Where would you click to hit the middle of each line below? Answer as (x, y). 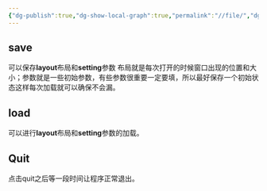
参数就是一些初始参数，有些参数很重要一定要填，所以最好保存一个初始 (137, 78)
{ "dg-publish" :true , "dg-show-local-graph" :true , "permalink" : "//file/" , (129, 15)
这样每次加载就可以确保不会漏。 (67, 87)
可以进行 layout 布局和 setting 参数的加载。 (76, 133)
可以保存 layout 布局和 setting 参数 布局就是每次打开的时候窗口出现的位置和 (129, 67)
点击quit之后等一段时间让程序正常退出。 (74, 178)
